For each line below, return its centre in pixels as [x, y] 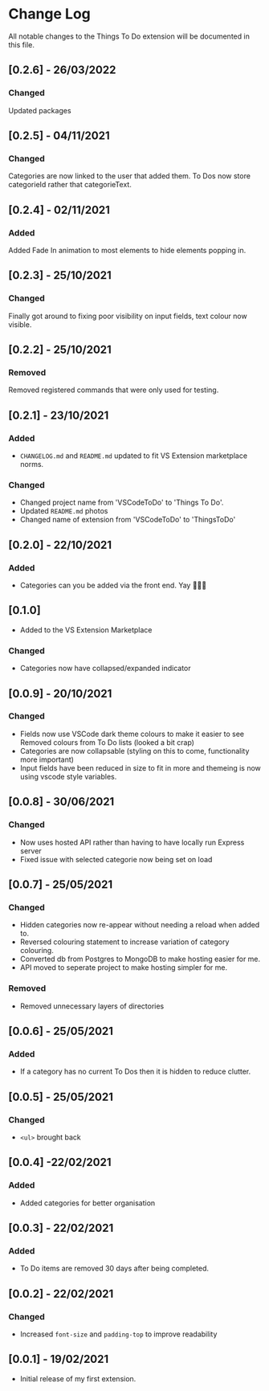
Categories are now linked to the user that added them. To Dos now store [130, 176]
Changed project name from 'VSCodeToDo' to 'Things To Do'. [122, 502]
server [31, 851]
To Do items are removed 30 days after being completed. [114, 1268]
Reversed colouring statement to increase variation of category [124, 942]
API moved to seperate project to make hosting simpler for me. [123, 968]
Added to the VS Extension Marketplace [86, 630]
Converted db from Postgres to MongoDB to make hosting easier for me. [140, 959]
